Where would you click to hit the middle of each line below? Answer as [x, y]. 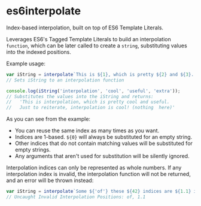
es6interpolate [44, 11]
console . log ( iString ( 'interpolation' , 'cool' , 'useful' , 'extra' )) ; [93, 91]
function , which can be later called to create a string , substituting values [97, 46]
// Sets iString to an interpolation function [65, 80]
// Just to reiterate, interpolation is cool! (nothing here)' [91, 108]
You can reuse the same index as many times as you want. [87, 131]
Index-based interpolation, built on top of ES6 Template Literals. [85, 28]
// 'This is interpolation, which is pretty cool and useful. [88, 102]
